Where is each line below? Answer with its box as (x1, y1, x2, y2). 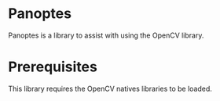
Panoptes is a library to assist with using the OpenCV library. (8, 31, 204, 40)
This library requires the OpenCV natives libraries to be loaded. (8, 84, 212, 93)
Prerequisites (8, 58, 98, 76)
